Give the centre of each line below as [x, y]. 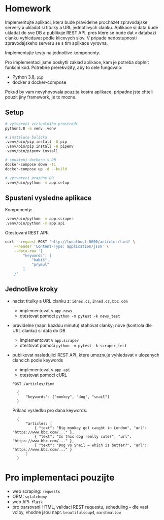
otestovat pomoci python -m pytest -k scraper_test [73, 345]
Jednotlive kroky [32, 289]
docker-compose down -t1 [31, 164]
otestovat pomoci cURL [43, 375]
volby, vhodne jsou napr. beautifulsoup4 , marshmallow [66, 512]
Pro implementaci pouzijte [60, 477]
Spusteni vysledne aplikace [49, 198]
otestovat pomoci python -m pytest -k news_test [70, 316]
